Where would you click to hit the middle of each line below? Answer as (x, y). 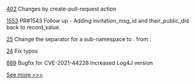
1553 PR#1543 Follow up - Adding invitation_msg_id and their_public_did (97, 21)
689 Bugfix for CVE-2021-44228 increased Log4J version (80, 63)
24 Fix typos (22, 51)
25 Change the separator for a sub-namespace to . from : (79, 39)
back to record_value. (33, 27)
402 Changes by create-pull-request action (61, 9)
